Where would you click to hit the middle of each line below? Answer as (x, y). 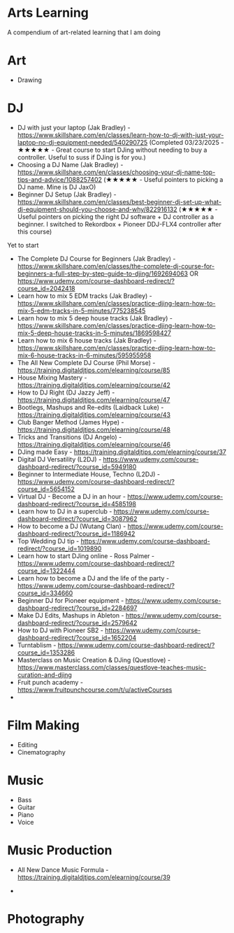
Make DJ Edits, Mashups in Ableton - (71, 615)
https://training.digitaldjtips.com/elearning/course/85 (94, 370)
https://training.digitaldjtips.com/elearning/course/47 (94, 399)
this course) (35, 232)
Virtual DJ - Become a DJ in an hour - (71, 496)
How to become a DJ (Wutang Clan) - (72, 526)
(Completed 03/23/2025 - (187, 142)
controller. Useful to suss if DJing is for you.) (81, 157)
